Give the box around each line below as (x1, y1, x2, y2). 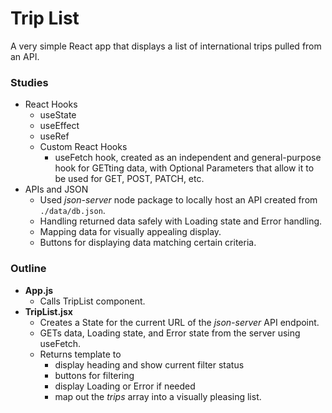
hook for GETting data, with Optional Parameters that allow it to (54, 162, 315, 174)
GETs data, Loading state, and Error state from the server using (39, 327, 301, 339)
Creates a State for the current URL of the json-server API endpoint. (39, 316, 320, 328)
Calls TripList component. (39, 295, 146, 307)
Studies (10, 75, 49, 89)
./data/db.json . (39, 205, 106, 217)
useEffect (39, 120, 80, 132)
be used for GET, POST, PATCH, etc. (54, 173, 205, 185)
